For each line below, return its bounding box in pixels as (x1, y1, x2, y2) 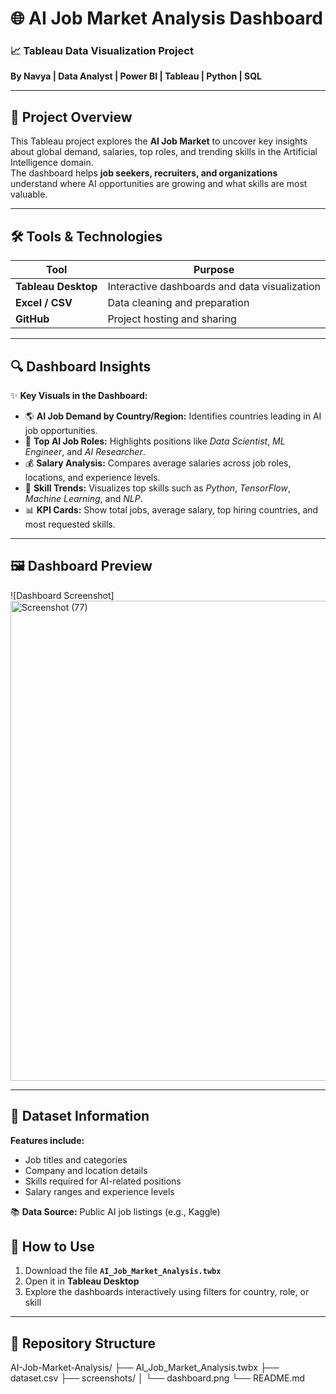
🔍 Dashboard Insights (10, 358, 152, 375)
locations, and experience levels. (24, 471, 161, 483)
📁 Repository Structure (10, 1335, 156, 1352)
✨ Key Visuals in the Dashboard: (10, 389, 148, 401)
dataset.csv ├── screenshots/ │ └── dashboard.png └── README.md (10, 1372, 306, 1384)
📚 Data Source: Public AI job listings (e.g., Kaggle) (10, 1205, 221, 1217)
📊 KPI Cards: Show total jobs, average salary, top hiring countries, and (24, 503, 319, 516)
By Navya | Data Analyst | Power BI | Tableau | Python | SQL (10, 70, 262, 82)
